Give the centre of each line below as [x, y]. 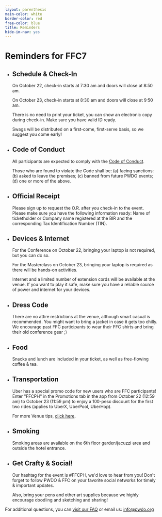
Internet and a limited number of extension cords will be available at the [83, 279]
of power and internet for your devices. [51, 290]
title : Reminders [23, 28]
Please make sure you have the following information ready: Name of [81, 213]
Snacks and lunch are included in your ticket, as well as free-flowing [80, 359]
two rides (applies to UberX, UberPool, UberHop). [62, 406]
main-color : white [24, 14]
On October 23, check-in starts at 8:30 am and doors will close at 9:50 [82, 100]
